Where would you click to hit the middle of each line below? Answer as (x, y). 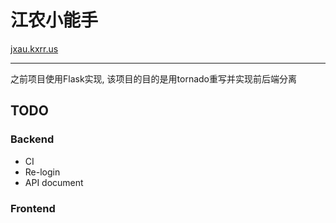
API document (54, 182)
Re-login (42, 172)
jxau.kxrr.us (34, 48)
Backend (32, 139)
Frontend (33, 208)
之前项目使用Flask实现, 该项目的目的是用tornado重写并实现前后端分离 (153, 78)
